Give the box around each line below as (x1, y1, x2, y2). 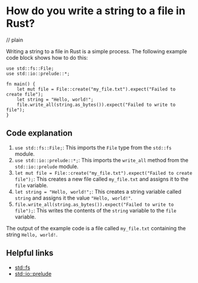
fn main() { (6, 81, 35, 87)
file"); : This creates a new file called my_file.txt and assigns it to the (14, 175, 189, 182)
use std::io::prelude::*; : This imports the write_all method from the (14, 156, 189, 163)
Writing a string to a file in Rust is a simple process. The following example (6, 47, 187, 54)
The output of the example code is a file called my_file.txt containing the (6, 224, 186, 231)
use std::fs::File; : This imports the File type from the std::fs (14, 144, 172, 151)
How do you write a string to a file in (6, 4, 186, 18)
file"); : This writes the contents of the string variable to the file (14, 207, 177, 214)
